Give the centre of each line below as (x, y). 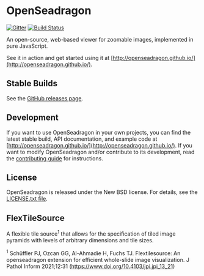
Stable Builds (32, 84)
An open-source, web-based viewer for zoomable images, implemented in (100, 39)
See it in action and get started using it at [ (60, 58)
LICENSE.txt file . (27, 199)
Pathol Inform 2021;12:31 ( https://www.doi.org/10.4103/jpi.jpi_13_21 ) (91, 266)
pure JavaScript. (27, 46)
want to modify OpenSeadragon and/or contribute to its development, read (100, 152)
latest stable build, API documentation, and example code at (82, 139)
